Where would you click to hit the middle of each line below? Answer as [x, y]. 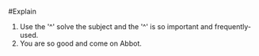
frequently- [233, 26]
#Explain [23, 11]
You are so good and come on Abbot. [81, 43]
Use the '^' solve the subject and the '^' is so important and [116, 26]
